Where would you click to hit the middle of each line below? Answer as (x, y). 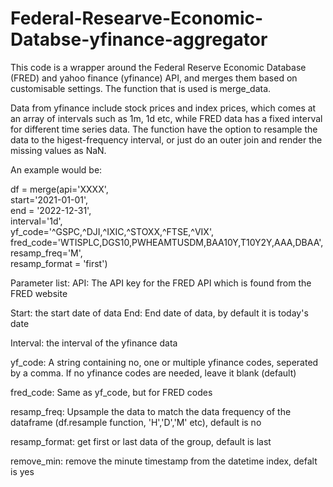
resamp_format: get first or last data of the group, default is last (141, 441)
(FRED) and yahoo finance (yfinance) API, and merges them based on (154, 78)
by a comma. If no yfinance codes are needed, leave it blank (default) (153, 373)
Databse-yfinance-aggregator (139, 39)
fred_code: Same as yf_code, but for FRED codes (111, 392)
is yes (22, 471)
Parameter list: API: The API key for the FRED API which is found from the (161, 283)
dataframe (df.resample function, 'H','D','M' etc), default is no (136, 422)
